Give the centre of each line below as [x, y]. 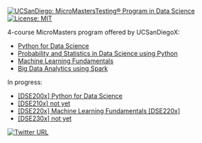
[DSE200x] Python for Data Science [70, 96]
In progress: [25, 82]
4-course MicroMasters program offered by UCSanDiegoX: [94, 32]
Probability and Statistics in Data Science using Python [98, 53]
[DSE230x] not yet [45, 118]
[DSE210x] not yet [44, 103]
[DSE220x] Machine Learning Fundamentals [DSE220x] [99, 111]
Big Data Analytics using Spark [63, 68]
